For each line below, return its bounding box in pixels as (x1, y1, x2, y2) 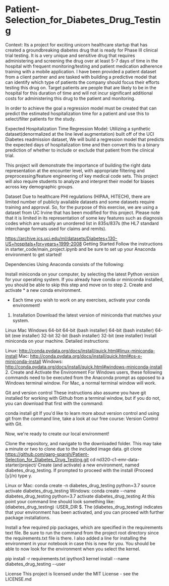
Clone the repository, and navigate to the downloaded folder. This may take (5, 440, 162, 446)
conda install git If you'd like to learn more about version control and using (5, 410, 160, 416)
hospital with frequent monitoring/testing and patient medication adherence (5, 63, 162, 69)
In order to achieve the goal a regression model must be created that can (5, 105, 157, 111)
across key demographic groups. (5, 183, 74, 190)
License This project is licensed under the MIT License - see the (5, 570, 139, 576)
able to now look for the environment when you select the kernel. (5, 546, 140, 552)
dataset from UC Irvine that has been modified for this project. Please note (5, 209, 160, 216)
